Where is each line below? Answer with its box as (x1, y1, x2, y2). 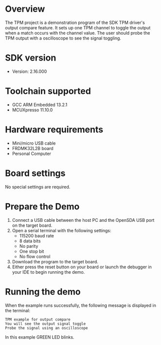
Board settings (5, 168, 66, 179)
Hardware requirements (5, 124, 104, 135)
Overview (5, 3, 45, 15)
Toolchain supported (5, 86, 91, 97)
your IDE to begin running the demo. (12, 269, 85, 275)
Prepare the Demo (5, 201, 80, 212)
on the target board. (12, 222, 53, 228)
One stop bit (19, 248, 44, 254)
